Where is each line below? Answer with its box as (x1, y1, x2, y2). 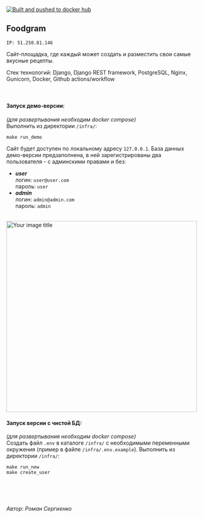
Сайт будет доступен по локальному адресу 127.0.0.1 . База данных (6, 145, 185, 152)
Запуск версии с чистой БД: (6, 419, 82, 426)
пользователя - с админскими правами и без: (6, 158, 126, 165)
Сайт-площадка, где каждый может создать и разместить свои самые (6, 50, 191, 57)
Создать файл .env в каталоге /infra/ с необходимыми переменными (6, 439, 190, 446)
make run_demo (6, 135, 43, 141)
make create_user (6, 470, 51, 476)
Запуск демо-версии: (6, 102, 65, 109)
